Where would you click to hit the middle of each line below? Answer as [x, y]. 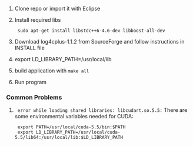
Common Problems [34, 97]
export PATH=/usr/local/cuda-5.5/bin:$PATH [71, 127]
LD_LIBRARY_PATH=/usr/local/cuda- [78, 132]
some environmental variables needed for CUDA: [74, 117]
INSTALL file [30, 48]
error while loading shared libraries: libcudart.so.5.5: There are [102, 110]
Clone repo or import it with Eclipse [57, 9]
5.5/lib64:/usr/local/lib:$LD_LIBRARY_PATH [69, 138]
